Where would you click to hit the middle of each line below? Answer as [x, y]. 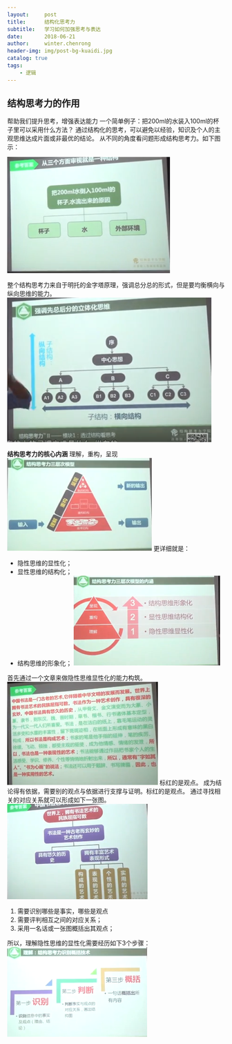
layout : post [32, 14]
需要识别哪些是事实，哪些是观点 [62, 912]
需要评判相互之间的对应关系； [59, 920]
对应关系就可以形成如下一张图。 [65, 800]
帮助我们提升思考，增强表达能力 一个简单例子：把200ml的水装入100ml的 [110, 121]
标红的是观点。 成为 [187, 782]
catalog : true [28, 59]
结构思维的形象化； [45, 663]
